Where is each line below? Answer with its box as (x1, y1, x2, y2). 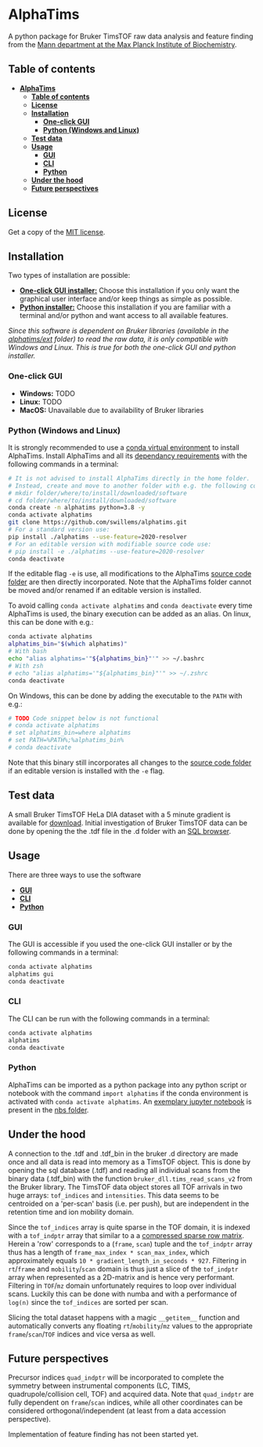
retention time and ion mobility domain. (8, 1207, 135, 1216)
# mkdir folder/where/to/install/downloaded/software (8, 489, 188, 497)
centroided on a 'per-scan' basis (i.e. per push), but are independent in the (8, 1199, 250, 1208)
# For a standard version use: (8, 526, 110, 534)
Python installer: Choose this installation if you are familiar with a (19, 302, 231, 312)
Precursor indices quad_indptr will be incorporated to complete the (8, 1372, 225, 1383)
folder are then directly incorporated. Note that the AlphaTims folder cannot (8, 577, 252, 586)
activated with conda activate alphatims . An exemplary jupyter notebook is (8, 1097, 252, 1106)
